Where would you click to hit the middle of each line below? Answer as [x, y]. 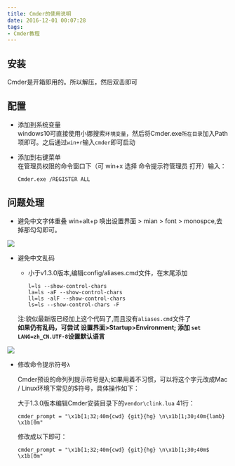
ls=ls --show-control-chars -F [74, 304]
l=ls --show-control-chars [67, 286]
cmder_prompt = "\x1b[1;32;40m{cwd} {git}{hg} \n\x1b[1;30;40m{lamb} [121, 416]
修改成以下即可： [42, 436]
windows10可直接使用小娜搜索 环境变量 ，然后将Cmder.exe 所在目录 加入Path [122, 133]
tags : [15, 27]
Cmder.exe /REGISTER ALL [54, 179]
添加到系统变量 [39, 125]
